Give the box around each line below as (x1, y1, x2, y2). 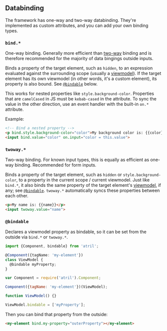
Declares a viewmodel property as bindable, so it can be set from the (5, 229, 147, 235)
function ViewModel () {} (5, 293, 57, 299)
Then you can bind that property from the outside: (5, 311, 108, 317)
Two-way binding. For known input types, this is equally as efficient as (5, 157, 150, 163)
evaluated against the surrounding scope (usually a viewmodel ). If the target (5, 71, 162, 77)
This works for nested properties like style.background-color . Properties (5, 90, 154, 96)
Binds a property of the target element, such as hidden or (5, 171, 122, 178)
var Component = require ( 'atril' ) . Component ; (5, 275, 101, 280)
